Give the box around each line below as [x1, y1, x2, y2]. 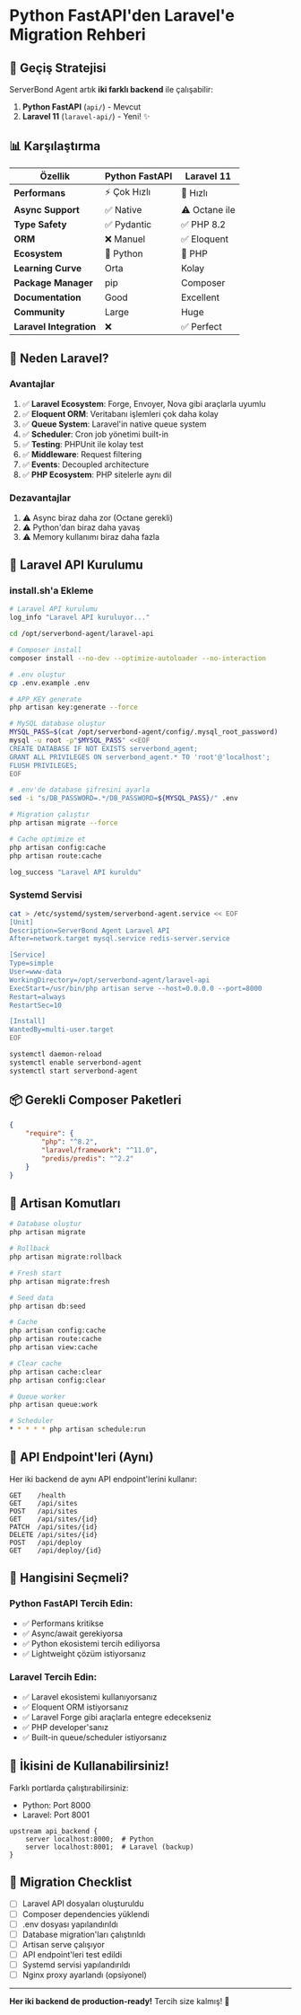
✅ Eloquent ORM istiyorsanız [21, 1701, 129, 1712]
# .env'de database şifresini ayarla [9, 785, 150, 795]
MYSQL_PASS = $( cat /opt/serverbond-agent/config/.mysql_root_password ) [9, 728, 279, 737]
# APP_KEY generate [9, 694, 82, 703]
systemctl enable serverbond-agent [9, 1057, 142, 1067]
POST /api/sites [9, 1507, 78, 1516]
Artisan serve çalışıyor [21, 1939, 105, 1949]
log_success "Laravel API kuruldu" [9, 868, 142, 877]
